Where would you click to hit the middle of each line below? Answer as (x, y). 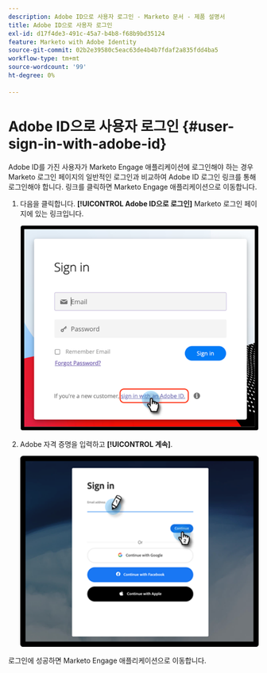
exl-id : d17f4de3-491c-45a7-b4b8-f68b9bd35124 (87, 33)
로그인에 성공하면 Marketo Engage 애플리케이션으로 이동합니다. (107, 660)
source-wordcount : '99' (48, 67)
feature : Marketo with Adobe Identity (72, 42)
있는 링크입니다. (59, 213)
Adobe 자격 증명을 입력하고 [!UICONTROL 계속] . (96, 444)
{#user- (208, 126)
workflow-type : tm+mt (44, 59)
